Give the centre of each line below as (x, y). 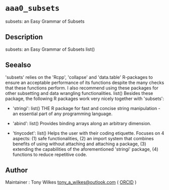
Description (24, 37)
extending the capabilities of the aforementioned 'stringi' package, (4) (86, 149)
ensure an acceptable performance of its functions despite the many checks (85, 82)
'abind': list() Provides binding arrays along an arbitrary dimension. (82, 123)
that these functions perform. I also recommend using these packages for (82, 88)
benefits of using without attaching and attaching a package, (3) (79, 144)
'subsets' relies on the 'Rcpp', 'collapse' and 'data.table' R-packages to (79, 77)
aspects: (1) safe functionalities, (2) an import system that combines (83, 138)
